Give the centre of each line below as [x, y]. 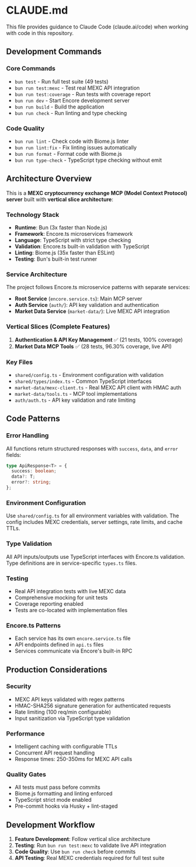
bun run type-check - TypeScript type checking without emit [88, 160]
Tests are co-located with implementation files [71, 610]
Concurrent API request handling [55, 753]
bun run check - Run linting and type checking [71, 113]
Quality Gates [26, 775]
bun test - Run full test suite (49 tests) [61, 81]
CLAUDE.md [37, 10]
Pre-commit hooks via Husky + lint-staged [66, 806]
